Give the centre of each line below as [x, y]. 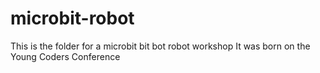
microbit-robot [72, 18]
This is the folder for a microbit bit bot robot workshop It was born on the [160, 46]
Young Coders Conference [65, 56]
